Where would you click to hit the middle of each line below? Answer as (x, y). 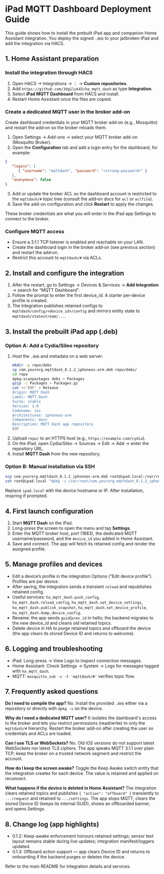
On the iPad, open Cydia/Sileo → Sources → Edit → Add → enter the (80, 444)
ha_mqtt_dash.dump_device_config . (47, 613)
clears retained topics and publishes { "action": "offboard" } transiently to (82, 793)
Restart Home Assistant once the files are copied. (62, 99)
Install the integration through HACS (49, 73)
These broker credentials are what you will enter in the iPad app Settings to (81, 213)
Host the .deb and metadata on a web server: (58, 356)
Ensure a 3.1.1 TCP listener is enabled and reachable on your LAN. (78, 242)
